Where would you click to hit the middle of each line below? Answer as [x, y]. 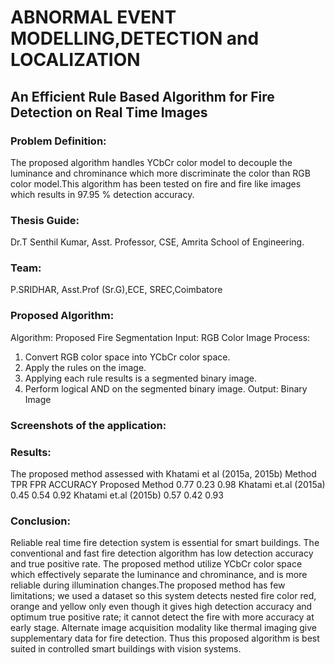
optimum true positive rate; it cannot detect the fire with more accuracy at [162, 617]
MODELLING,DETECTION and [135, 38]
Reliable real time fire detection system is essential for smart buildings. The [165, 543]
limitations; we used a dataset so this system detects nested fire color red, [163, 596]
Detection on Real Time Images [109, 112]
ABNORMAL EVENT [93, 17]
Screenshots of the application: [88, 425]
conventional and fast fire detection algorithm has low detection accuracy [162, 553]
